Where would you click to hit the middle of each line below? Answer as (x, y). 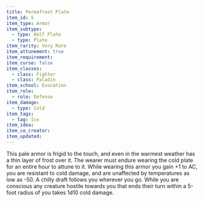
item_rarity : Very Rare (37, 46)
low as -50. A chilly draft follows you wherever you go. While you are (93, 179)
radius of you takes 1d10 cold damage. (66, 192)
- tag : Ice (26, 119)
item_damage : (23, 102)
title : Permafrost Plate (38, 12)
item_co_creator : (28, 131)
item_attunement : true (35, 52)
